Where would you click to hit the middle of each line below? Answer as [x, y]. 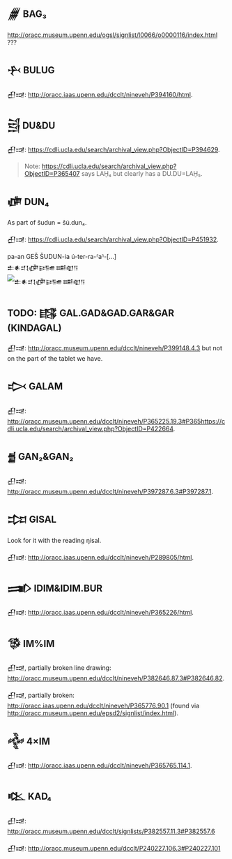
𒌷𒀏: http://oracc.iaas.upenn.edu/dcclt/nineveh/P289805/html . [100, 557]
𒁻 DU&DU [31, 126]
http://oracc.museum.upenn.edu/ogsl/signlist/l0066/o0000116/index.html [113, 35]
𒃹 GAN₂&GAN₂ [40, 457]
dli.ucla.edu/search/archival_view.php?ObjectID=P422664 [91, 428]
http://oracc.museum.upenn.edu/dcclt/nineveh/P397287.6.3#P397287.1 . [110, 491]
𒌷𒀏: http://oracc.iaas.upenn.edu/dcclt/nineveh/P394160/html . [100, 94]
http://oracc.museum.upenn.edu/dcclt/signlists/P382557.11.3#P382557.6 [111, 831]
